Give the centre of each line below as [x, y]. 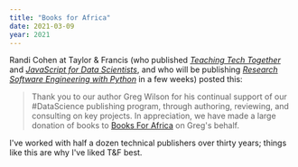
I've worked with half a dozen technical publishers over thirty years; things [148, 143]
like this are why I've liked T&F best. [76, 153]
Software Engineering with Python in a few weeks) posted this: [126, 79]
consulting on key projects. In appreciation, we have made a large [154, 116]
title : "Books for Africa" [60, 18]
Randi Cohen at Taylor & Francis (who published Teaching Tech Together [145, 60]
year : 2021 [30, 34]
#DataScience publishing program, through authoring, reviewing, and [160, 107]
